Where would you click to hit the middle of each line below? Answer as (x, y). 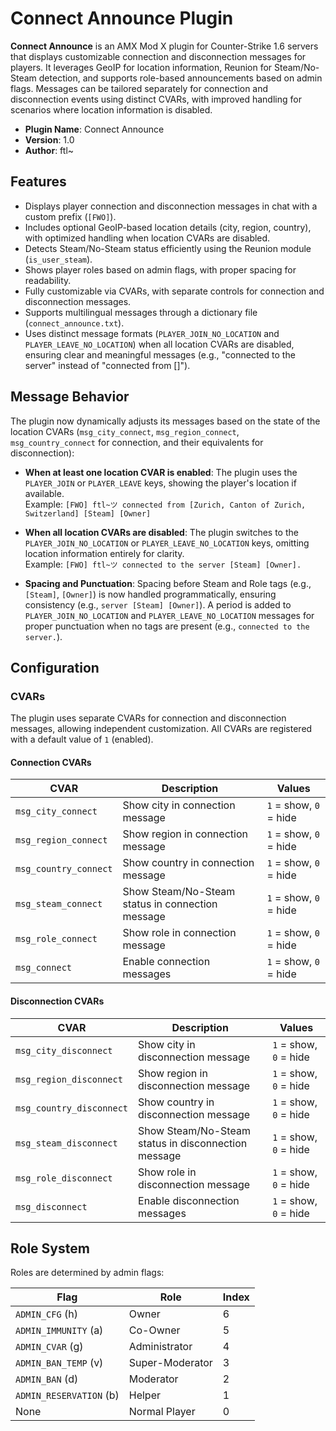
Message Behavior (70, 397)
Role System (50, 1248)
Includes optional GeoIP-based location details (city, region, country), (168, 227)
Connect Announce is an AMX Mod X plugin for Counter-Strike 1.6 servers (164, 46)
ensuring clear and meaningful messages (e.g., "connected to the (160, 354)
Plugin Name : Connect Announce (94, 129)
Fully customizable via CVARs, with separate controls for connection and (174, 291)
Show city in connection (179, 805)
